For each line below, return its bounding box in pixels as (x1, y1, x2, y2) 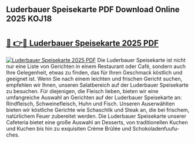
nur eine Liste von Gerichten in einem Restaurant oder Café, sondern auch (6, 63, 186, 70)
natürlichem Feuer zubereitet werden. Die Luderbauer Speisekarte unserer (6, 113, 187, 120)
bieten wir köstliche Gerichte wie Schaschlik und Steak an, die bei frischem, (6, 107, 190, 113)
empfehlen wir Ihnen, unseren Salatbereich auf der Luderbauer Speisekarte (6, 81, 189, 88)
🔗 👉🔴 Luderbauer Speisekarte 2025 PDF (6, 38, 159, 48)
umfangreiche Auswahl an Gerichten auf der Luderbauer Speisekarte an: (6, 94, 182, 101)
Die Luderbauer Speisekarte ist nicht (97, 57, 186, 63)
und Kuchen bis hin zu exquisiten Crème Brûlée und (6, 125, 132, 132)
